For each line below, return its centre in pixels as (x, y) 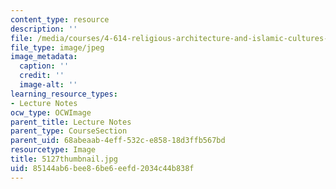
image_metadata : (44, 57)
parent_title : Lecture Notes (71, 122)
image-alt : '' (48, 85)
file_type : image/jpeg (57, 47)
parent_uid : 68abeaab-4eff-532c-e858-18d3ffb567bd (118, 141)
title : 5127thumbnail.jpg (64, 159)
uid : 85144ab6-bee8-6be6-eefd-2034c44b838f (102, 168)
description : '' (44, 29)
